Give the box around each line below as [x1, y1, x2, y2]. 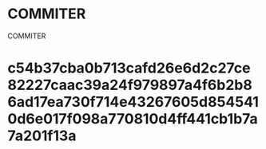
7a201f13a [7, 127, 77, 145]
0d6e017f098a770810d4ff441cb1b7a [7, 110, 259, 128]
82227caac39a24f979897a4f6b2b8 [7, 76, 252, 94]
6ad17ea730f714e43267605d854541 [7, 93, 259, 112]
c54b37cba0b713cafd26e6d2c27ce [7, 59, 251, 77]
